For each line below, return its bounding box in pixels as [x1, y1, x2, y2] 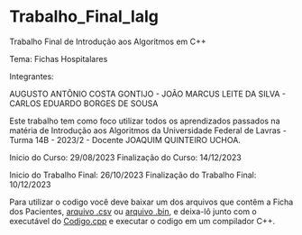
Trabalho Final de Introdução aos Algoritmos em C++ [9, 36, 207, 47]
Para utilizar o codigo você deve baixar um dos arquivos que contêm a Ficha [9, 196, 294, 207]
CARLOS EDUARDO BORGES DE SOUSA [9, 97, 159, 109]
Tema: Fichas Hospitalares [9, 53, 108, 64]
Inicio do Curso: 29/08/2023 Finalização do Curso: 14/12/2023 [9, 151, 242, 163]
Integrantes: [9, 70, 54, 82]
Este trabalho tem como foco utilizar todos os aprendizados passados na [9, 115, 280, 126]
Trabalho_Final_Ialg [9, 6, 160, 27]
